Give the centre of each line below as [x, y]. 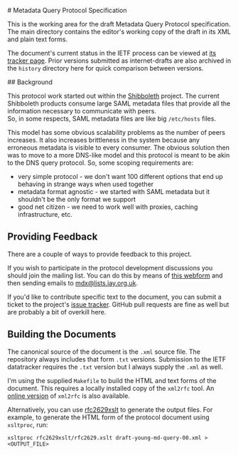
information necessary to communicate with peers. [82, 111]
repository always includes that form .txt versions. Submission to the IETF [117, 359]
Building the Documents [62, 334]
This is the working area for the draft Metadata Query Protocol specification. [119, 24]
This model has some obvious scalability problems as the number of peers [117, 132]
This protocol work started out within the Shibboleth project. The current [114, 96]
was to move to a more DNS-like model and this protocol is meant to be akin [119, 155]
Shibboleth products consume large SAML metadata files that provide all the [119, 103]
